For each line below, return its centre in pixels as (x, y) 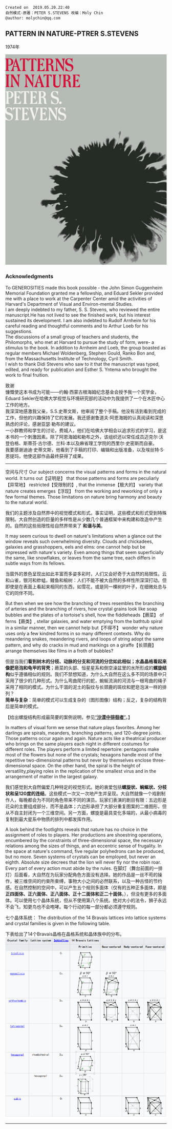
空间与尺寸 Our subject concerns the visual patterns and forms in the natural (86, 472)
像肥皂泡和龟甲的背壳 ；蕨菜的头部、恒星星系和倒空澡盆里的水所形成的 (79, 668)
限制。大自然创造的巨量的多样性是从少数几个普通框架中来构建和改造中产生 (84, 519)
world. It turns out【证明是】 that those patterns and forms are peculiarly (82, 478)
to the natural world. (27, 502)
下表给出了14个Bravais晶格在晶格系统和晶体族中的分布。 (65, 934)
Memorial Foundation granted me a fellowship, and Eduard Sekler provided (84, 293)
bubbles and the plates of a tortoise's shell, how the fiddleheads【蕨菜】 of (85, 615)
